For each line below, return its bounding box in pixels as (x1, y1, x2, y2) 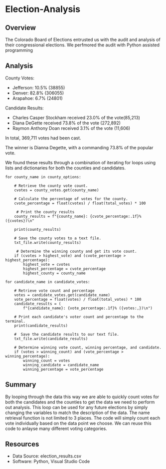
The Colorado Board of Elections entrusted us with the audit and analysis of (5, 36, 161, 42)
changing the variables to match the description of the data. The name (5, 410, 150, 416)
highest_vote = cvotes (23, 262, 70, 267)
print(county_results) (14, 227, 61, 232)
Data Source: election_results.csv (12, 453, 81, 459)
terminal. (5, 319, 26, 324)
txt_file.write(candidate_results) (14, 336, 88, 341)
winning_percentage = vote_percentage (23, 367, 104, 372)
